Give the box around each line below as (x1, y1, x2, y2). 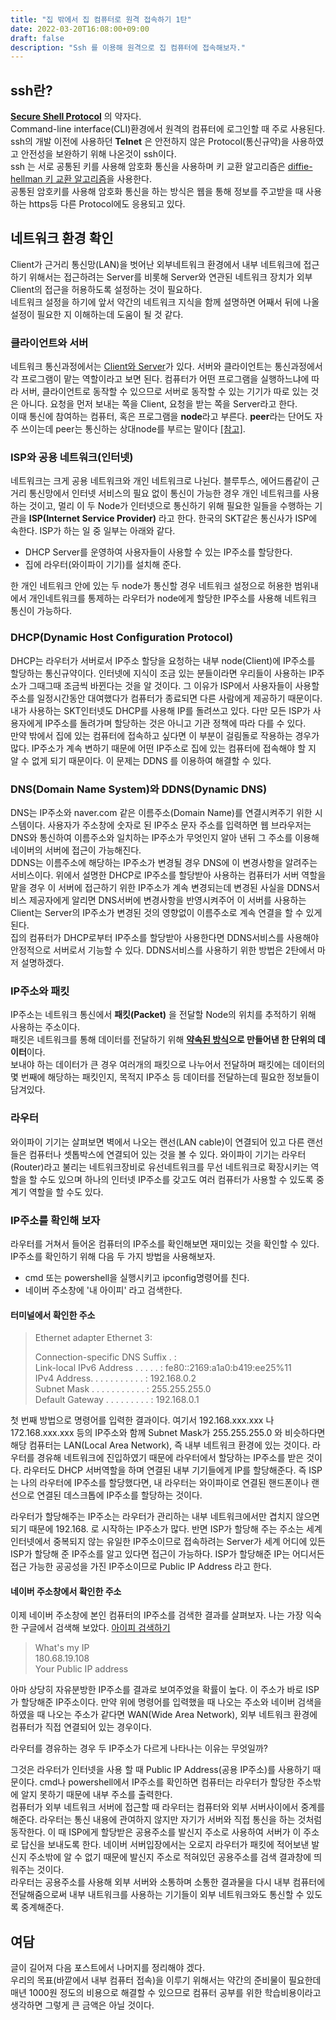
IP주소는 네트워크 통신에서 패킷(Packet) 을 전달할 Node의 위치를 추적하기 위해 (10, 1009, 317, 1021)
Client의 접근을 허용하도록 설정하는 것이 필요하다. (10, 283, 203, 295)
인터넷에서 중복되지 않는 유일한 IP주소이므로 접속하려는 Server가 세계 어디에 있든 (10, 1536, 326, 1548)
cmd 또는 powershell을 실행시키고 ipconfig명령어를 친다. (24, 1271, 250, 1283)
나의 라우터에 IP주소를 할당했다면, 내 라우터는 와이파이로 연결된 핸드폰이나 (20, 1477, 310, 1489)
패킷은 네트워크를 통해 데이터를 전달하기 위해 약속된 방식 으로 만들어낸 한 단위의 (10, 1034, 316, 1046)
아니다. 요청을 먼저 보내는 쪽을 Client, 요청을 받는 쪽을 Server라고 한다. (20, 398, 298, 410)
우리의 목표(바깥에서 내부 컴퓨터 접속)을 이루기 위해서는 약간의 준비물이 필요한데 (10, 1974, 322, 1986)
